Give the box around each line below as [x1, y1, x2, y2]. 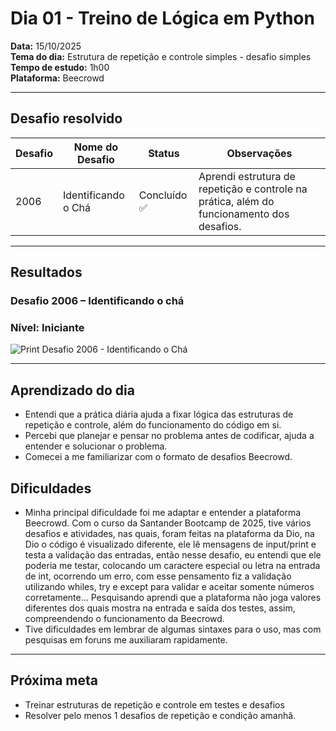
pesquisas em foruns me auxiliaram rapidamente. [24, 633, 228, 646]
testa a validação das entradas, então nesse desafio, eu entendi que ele [24, 548, 322, 561]
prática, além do [198, 194, 275, 208]
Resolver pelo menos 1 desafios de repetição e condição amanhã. [24, 709, 297, 721]
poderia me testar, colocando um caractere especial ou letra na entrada [24, 559, 321, 571]
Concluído [138, 188, 188, 202]
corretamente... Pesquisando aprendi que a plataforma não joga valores [24, 591, 322, 603]
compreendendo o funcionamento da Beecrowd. [24, 612, 225, 624]
